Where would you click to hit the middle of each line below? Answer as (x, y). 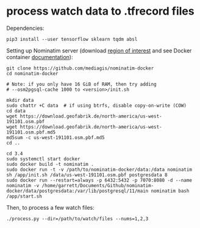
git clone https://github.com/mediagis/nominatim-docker (80, 68)
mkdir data (20, 100)
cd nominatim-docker (33, 73)
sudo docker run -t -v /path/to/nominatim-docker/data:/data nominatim (99, 169)
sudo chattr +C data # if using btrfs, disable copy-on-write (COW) (97, 105)
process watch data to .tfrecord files (100, 11)
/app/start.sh (24, 196)
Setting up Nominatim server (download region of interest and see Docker (99, 51)
